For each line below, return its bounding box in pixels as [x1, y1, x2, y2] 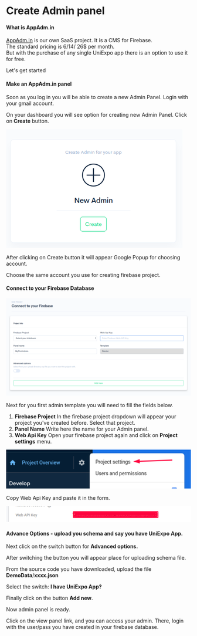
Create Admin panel [6, 4, 105, 18]
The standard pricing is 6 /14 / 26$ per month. [6, 43, 115, 50]
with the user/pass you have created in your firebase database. [6, 624, 159, 631]
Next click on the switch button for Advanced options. [6, 543, 138, 550]
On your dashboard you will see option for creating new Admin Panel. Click [6, 111, 188, 118]
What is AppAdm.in [6, 23, 55, 31]
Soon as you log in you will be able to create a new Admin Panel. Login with [6, 93, 189, 100]
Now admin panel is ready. [6, 606, 70, 613]
